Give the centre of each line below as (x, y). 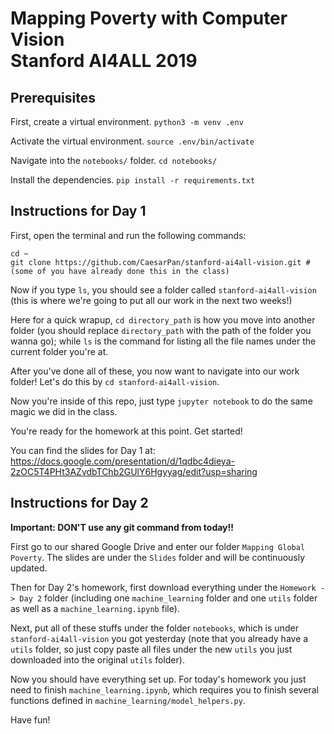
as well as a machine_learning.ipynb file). (95, 608)
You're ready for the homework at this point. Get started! (126, 431)
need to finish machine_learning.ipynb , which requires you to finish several (164, 689)
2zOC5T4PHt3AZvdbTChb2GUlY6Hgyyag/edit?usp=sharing (134, 471)
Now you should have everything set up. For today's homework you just (158, 679)
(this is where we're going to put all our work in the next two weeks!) (151, 300)
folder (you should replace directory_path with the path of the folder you (161, 330)
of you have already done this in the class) (133, 271)
